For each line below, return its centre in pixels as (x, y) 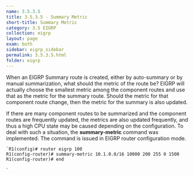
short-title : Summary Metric (42, 22)
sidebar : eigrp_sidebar (35, 50)
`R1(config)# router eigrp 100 (44, 149)
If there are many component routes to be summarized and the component (96, 113)
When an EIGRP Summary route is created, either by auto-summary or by (94, 77)
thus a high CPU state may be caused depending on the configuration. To (95, 126)
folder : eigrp (23, 60)
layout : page (22, 39)
